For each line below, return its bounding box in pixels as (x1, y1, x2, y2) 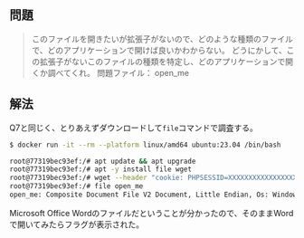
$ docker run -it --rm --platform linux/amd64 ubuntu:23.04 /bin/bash (9, 140, 281, 149)
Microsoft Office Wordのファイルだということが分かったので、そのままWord (9, 207, 294, 218)
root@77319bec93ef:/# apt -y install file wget (9, 165, 193, 174)
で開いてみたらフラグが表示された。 (9, 219, 145, 230)
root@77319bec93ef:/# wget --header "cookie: (9, 174, 184, 183)
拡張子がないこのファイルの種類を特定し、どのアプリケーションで (39, 56, 286, 67)
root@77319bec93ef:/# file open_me (9, 182, 144, 191)
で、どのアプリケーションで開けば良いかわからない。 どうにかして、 (31, 44, 287, 55)
